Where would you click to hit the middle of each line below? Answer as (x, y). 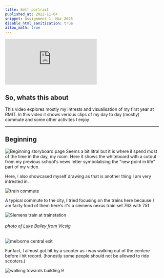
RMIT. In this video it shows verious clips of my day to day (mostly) (72, 114)
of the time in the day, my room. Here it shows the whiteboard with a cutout (81, 156)
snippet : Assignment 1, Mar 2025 (39, 19)
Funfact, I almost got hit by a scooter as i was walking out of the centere (78, 250)
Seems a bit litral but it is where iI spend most (112, 151)
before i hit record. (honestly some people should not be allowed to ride (77, 256)
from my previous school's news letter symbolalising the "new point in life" (80, 161)
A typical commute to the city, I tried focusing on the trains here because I (80, 200)
